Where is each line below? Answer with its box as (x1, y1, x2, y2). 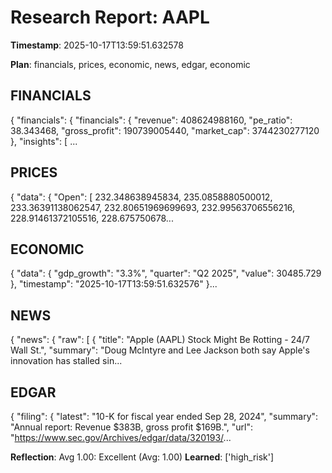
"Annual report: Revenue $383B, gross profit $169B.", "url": (10, 421, 253, 433)
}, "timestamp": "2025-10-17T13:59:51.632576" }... (10, 278, 218, 290)
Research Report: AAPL (10, 6, 210, 29)
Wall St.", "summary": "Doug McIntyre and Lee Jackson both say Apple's (10, 344, 310, 356)
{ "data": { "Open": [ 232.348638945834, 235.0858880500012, (10, 191, 273, 203)
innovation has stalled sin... (10, 355, 123, 367)
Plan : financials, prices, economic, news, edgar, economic (10, 58, 251, 70)
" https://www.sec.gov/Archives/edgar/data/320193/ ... (10, 432, 232, 443)
